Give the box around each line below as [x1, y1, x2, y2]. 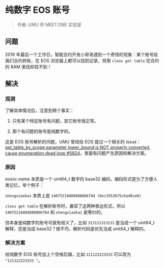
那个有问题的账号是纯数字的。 [12, 128, 73, 134]
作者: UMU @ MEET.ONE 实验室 [17, 22, 82, 28]
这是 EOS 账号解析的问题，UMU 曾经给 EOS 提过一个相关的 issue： [5, 139, 141, 145]
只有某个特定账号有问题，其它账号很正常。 [12, 118, 99, 124]
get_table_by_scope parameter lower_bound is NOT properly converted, [5, 145, 151, 150]
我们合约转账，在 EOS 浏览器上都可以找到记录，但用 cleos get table [5, 58, 145, 63]
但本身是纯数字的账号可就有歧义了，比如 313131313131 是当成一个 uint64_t [5, 219, 155, 225]
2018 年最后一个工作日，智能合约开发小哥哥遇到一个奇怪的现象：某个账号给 [5, 51, 158, 57]
